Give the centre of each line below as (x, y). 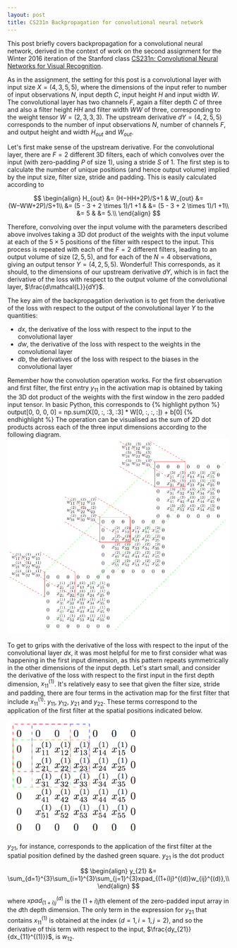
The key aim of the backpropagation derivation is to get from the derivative (116, 300)
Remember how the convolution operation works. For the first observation (115, 380)
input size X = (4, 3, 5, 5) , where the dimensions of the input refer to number (117, 87)
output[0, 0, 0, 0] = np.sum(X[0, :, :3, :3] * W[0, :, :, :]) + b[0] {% (100, 412)
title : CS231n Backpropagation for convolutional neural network (105, 22)
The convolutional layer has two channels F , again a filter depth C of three (115, 102)
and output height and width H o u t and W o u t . (71, 133)
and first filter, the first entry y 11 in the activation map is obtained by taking (115, 389)
